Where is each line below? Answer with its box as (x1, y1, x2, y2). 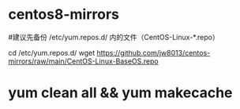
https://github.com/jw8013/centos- (96, 48, 211, 57)
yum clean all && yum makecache (8, 84, 233, 102)
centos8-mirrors (8, 5, 120, 24)
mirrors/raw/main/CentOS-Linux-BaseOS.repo (8, 56, 159, 66)
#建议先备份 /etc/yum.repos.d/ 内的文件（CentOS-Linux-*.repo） (8, 32, 219, 42)
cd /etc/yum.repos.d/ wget (8, 48, 96, 57)
